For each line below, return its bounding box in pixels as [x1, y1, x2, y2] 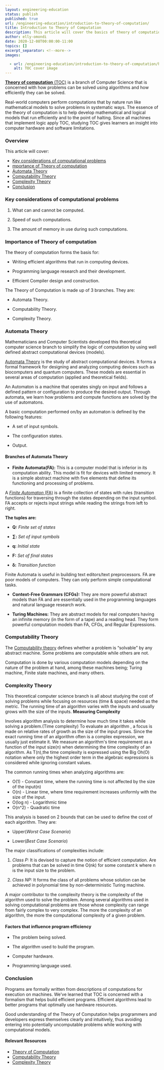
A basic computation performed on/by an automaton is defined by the [5, 409, 145, 415]
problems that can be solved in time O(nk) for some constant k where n [12, 862, 156, 868]
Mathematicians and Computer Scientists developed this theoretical [5, 339, 142, 345]
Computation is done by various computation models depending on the [5, 659, 148, 665]
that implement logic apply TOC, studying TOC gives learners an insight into [5, 120, 158, 126]
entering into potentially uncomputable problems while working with [5, 1022, 142, 1027]
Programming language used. [12, 963, 72, 969]
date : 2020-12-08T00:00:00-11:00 [5, 39, 73, 44]
